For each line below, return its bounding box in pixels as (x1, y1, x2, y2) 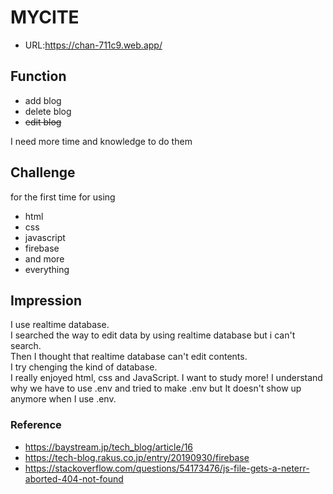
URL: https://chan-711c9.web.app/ (24, 39, 163, 51)
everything (24, 263, 70, 275)
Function (10, 68, 67, 85)
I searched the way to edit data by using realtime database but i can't (10, 329, 296, 341)
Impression (10, 292, 83, 309)
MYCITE (10, 6, 80, 29)
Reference (10, 418, 62, 432)
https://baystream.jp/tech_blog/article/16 (24, 441, 194, 453)
